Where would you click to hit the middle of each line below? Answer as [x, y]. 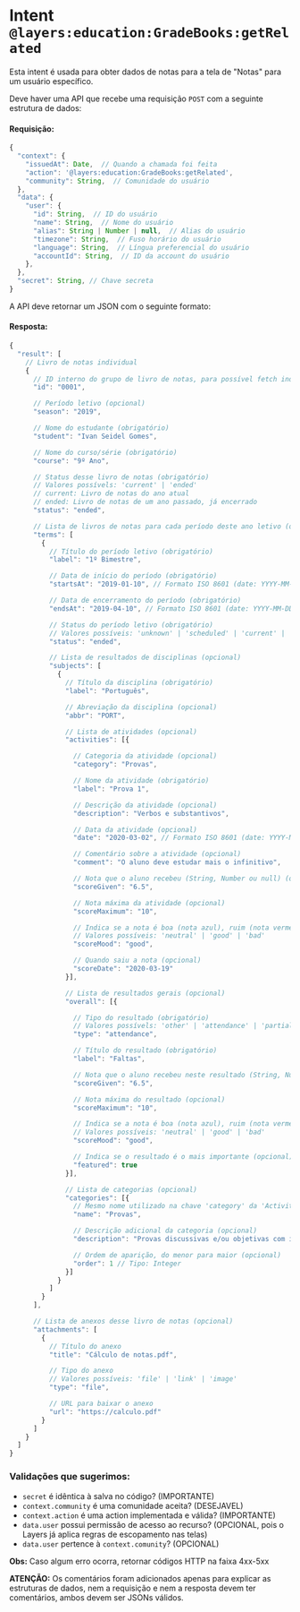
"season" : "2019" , [67, 412]
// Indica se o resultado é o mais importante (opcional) [183, 1157]
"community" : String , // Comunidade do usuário [117, 181]
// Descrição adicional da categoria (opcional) [165, 1231]
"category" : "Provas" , [115, 765]
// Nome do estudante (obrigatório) [101, 428]
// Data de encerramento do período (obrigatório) [145, 601]
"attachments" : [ [65, 1329]
